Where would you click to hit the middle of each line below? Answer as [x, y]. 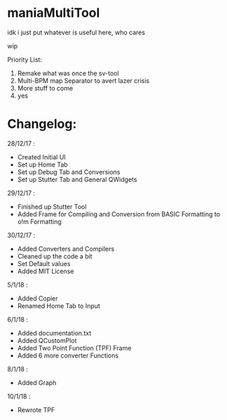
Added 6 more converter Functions [68, 355]
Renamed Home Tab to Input [59, 306]
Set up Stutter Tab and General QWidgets [77, 179]
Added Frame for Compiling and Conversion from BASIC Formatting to [119, 214]
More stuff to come [45, 88]
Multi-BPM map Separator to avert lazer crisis [83, 80]
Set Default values [44, 263]
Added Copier [37, 298]
